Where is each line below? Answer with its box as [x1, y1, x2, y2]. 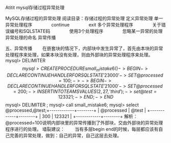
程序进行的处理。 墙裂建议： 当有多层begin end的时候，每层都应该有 [5, 126, 159, 132]
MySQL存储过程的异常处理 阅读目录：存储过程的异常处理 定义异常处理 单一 [5, 15, 163, 21]
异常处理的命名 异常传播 [5, 35, 56, 40]
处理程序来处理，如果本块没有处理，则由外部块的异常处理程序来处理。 [5, 52, 153, 58]
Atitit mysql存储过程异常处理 [5, 5, 65, 10]
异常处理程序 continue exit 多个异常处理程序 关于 [5, 22, 162, 28]
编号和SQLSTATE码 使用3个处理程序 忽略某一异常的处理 [9, 28, 163, 34]
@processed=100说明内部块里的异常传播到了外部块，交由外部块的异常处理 [5, 120, 163, 126]
